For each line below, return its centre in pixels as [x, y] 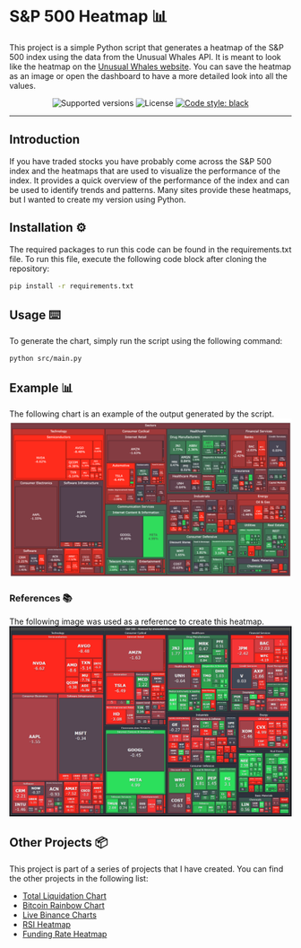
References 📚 [41, 599]
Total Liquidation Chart [64, 895]
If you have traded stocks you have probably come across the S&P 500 [140, 161]
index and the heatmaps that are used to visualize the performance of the [145, 171]
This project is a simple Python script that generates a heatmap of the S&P [146, 47]
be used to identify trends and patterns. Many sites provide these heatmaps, [150, 189]
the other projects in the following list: [79, 878]
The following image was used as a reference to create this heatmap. [137, 621]
